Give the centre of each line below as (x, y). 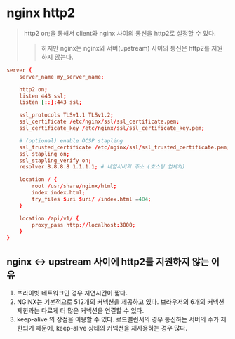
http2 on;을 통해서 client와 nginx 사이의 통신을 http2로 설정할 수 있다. (120, 33)
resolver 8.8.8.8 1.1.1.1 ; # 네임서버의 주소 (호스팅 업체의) (102, 167)
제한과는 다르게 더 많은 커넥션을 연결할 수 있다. (80, 311)
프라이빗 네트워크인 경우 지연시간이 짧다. (72, 293)
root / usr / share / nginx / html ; (74, 186)
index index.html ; (59, 193)
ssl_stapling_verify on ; (55, 160)
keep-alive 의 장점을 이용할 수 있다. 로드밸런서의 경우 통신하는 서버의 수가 (118, 319)
